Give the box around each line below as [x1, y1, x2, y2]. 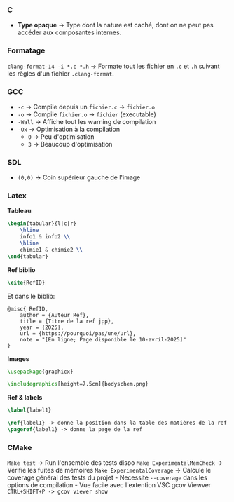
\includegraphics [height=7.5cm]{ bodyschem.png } [7, 381, 149, 388]
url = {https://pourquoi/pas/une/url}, [20, 330, 137, 337]
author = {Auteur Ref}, [20, 311, 90, 318]
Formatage [7, 46, 46, 55]
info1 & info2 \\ [20, 233, 71, 240]
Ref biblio [7, 265, 36, 274]
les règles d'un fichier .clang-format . [7, 69, 114, 78]
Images [7, 354, 29, 362]
